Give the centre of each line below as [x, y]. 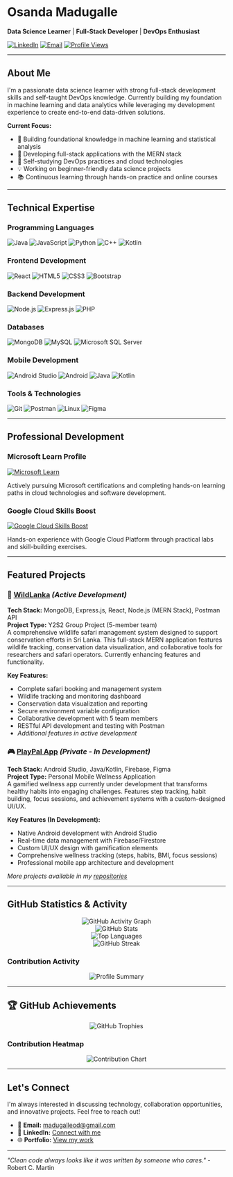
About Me [29, 73]
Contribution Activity [43, 961]
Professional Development [66, 437]
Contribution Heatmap [46, 1044]
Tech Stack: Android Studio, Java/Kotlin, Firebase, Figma [89, 769]
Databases [26, 327]
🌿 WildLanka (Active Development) [67, 595]
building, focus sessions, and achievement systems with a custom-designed [116, 798]
